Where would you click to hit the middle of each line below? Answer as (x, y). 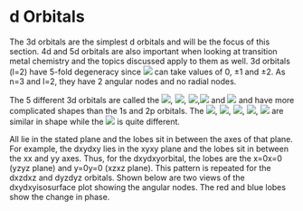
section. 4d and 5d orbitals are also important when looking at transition (143, 51)
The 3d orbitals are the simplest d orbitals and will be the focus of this (140, 42)
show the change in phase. (60, 197)
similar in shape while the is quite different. (95, 121)
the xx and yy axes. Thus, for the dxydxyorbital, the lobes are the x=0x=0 (146, 158)
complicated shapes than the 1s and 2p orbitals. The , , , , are (147, 110)
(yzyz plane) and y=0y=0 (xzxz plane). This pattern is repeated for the (140, 168)
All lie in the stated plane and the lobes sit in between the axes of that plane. (151, 139)
